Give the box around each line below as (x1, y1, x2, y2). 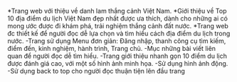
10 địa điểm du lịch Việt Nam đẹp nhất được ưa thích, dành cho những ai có (7, 14, 228, 23)
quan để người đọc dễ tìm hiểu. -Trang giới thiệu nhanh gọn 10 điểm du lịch (7, 52, 228, 60)
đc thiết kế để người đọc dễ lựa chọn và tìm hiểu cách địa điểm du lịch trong (7, 29, 231, 37)
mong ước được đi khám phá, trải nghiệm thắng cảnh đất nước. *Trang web (7, 22, 229, 30)
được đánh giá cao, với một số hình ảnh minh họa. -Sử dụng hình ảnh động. (7, 59, 228, 67)
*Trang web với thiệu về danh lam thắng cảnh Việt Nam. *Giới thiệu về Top (7, 7, 227, 15)
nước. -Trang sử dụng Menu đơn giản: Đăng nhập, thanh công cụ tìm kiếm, (7, 37, 226, 45)
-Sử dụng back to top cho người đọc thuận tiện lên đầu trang (7, 67, 185, 75)
